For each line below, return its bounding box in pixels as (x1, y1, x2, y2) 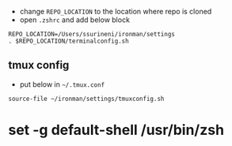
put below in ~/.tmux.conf (19, 79, 105, 89)
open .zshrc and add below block (19, 15, 131, 24)
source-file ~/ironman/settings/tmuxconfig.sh (8, 95, 165, 103)
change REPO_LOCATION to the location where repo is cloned (19, 7, 212, 16)
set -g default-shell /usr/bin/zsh (8, 122, 224, 139)
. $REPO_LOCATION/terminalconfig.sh (8, 37, 129, 45)
